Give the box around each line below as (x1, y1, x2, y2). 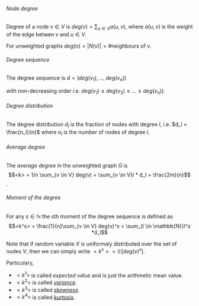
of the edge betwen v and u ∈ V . (6, 31, 87, 38)
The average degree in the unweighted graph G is (6, 162, 128, 169)
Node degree (6, 5, 38, 12)
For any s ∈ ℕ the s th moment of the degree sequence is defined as (6, 213, 174, 220)
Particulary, (6, 259, 34, 266)
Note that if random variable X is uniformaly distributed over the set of (6, 241, 177, 247)
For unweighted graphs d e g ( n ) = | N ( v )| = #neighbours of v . (6, 42, 152, 49)
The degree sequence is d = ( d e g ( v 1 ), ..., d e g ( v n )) (6, 74, 127, 83)
